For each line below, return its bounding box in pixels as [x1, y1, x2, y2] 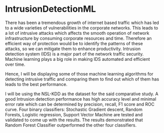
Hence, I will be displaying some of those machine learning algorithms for [5, 71, 153, 77]
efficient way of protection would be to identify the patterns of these [5, 40, 143, 46]
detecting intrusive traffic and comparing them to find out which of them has [5, 76, 159, 82]
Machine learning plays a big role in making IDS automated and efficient [5, 56, 150, 62]
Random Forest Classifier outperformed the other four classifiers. [5, 122, 137, 128]
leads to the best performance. [5, 81, 68, 87]
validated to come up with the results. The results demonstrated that [5, 117, 143, 123]
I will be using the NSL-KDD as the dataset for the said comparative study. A [5, 91, 159, 97]
